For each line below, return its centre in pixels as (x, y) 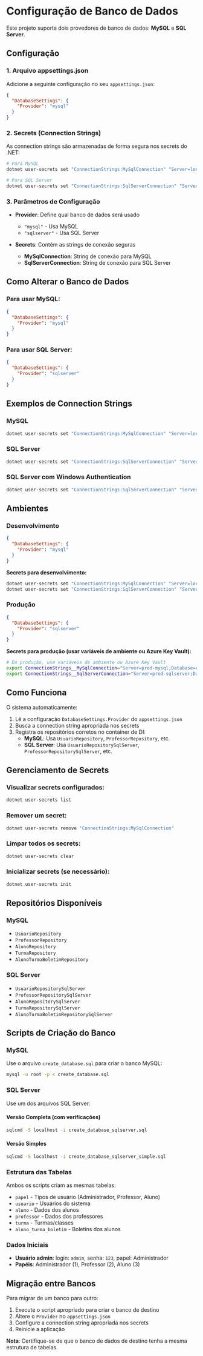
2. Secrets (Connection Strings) (54, 133)
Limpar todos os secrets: (43, 843)
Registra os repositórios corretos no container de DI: (80, 732)
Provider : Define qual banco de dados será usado (77, 215)
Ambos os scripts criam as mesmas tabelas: (61, 1185)
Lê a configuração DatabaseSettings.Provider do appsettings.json (98, 719)
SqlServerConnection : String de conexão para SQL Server (97, 263)
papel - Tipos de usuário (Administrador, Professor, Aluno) (88, 1197)
